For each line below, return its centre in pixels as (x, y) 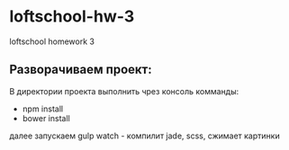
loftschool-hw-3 (72, 17)
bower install (46, 118)
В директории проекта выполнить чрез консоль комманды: (124, 91)
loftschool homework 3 (52, 41)
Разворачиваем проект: (81, 70)
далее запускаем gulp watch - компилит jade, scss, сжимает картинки (145, 136)
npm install (43, 109)
